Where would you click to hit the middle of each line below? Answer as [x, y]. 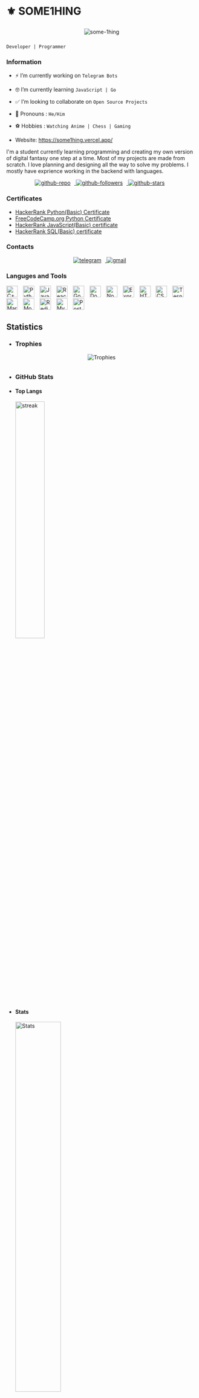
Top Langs [28, 391]
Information [24, 62]
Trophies [28, 344]
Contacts [20, 247]
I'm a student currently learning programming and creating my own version [100, 152]
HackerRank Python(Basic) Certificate [62, 212]
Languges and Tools [37, 276]
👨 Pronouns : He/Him [40, 114]
